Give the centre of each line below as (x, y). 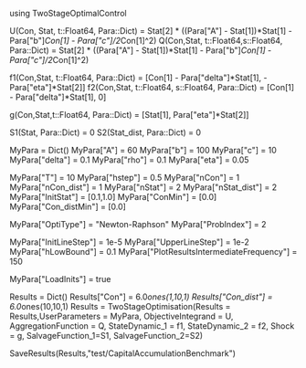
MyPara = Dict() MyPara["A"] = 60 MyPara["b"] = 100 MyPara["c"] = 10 (143, 150)
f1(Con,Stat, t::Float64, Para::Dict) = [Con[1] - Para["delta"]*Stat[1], (136, 78)
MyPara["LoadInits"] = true (60, 279)
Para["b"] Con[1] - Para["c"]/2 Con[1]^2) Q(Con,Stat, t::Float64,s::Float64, (146, 41)
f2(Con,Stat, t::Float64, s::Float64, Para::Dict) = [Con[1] (191, 87)
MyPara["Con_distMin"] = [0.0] (68, 206)
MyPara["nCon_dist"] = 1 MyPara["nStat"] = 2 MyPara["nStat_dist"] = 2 (143, 187)
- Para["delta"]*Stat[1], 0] (58, 97)
